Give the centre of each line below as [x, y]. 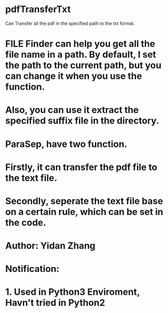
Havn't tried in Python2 [55, 303]
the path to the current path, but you [83, 66]
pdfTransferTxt [38, 9]
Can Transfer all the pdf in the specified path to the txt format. [70, 23]
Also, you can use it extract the [72, 110]
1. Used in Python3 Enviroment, [73, 292]
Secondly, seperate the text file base [84, 201]
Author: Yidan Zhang [50, 246]
